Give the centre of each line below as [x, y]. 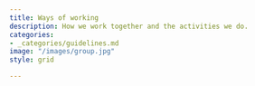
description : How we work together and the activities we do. [129, 26]
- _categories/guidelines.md [64, 43]
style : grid [32, 60]
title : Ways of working [54, 18]
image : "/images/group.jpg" [62, 52]
